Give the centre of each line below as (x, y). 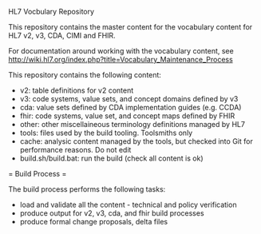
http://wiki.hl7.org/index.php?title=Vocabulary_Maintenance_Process (121, 59)
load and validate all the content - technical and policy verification (128, 204)
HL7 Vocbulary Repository (51, 12)
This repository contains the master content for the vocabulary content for (130, 27)
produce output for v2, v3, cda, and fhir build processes (112, 213)
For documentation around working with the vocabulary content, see (121, 51)
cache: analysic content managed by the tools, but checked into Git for (136, 141)
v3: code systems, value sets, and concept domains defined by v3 (129, 99)
